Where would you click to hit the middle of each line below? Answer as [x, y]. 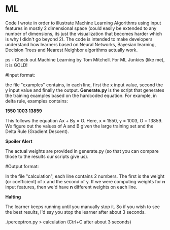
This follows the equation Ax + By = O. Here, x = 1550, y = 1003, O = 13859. [84, 120]
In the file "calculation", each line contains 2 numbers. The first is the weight [85, 176]
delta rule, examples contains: [37, 101]
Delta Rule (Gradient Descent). [37, 131]
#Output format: [22, 166]
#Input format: [20, 75]
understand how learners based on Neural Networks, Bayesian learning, [81, 44]
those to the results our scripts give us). [47, 156]
